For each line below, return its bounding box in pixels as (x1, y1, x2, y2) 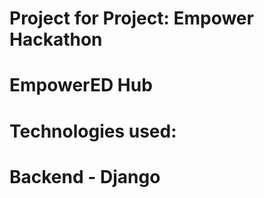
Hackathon (9, 28, 103, 51)
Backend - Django (9, 165, 161, 188)
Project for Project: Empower (9, 7, 254, 30)
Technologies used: (9, 120, 177, 142)
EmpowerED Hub (9, 74, 153, 97)
